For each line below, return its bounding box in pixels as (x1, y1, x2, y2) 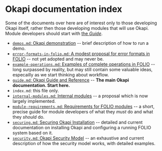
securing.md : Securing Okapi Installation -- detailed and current (12, 119, 143, 125)
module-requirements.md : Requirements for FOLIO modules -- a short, (12, 103, 155, 109)
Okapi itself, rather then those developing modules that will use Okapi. (5, 25, 149, 31)
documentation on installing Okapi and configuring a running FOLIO (12, 124, 151, 130)
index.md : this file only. (12, 87, 59, 93)
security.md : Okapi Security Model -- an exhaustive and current (12, 135, 144, 141)
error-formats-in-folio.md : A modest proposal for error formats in (12, 51, 151, 57)
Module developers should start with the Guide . (5, 30, 103, 36)
